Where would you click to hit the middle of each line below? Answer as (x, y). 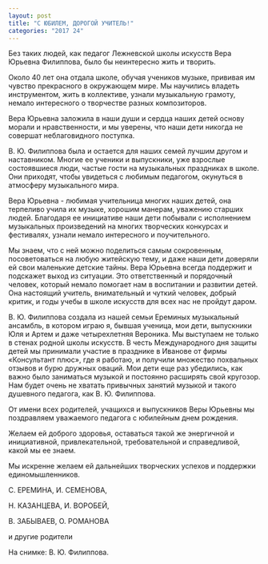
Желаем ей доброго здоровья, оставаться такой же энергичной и (121, 433)
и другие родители (41, 537)
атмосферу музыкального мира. (64, 185)
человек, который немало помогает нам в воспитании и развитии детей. (133, 285)
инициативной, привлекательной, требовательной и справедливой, (124, 442)
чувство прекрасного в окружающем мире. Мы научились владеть (124, 86)
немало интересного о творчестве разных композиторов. (108, 103)
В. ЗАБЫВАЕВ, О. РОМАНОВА (59, 521)
